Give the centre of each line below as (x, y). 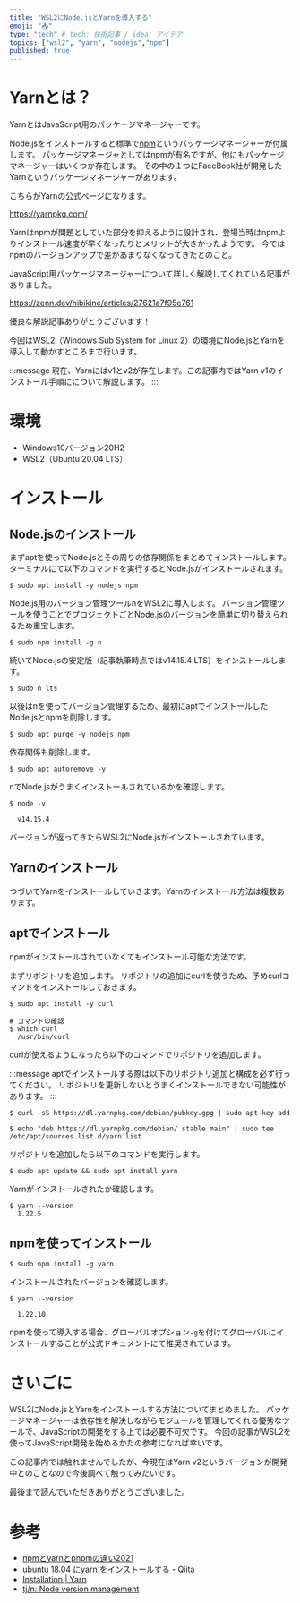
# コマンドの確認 (37, 1021)
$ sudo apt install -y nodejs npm (74, 585)
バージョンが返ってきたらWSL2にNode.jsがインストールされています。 (140, 837)
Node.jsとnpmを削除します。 (63, 717)
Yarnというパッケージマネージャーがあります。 (95, 177)
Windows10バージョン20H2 (73, 448)
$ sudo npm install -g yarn (62, 1264)
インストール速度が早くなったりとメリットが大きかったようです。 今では (151, 243)
